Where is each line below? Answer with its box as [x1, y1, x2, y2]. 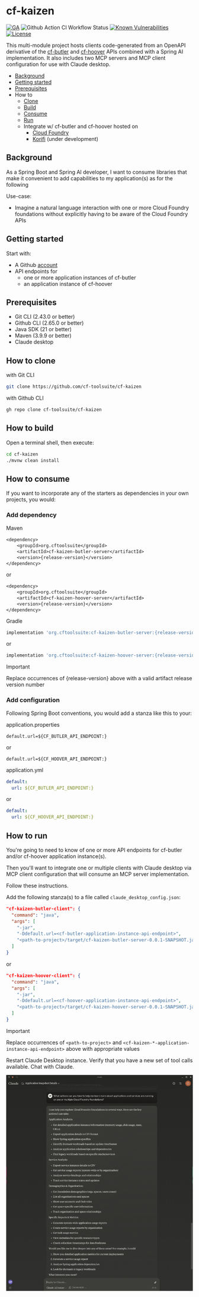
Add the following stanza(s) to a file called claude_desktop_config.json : [6, 893, 181, 900]
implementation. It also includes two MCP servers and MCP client [6, 54, 166, 61]
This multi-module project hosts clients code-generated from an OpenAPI [6, 42, 186, 49]
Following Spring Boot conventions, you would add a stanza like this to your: [6, 709, 192, 717]
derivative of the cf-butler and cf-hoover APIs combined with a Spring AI [6, 48, 184, 55]
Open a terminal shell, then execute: [6, 439, 94, 446]
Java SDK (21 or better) [14, 326, 72, 333]
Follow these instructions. [6, 882, 69, 889]
